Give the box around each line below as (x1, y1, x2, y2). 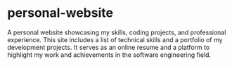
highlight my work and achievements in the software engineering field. (7, 51, 212, 59)
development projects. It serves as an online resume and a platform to (7, 43, 210, 51)
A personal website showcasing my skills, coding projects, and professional (7, 28, 226, 37)
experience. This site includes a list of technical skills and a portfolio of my (7, 35, 223, 44)
